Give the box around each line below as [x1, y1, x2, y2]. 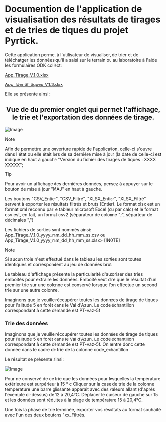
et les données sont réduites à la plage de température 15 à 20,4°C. [5, 397, 143, 403]
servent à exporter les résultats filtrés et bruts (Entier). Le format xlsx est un [5, 201, 160, 207]
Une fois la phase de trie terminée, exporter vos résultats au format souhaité [5, 407, 161, 413]
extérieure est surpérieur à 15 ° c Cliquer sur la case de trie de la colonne [5, 381, 155, 387]
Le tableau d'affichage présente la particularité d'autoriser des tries [5, 271, 143, 277]
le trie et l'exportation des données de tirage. [12, 113, 155, 122]
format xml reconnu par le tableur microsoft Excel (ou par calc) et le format [5, 206, 158, 212]
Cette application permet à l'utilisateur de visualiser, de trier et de [5, 51, 139, 58]
